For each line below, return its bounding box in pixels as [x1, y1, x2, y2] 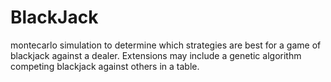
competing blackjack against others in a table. [10, 60, 200, 72]
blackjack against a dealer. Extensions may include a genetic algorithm [10, 49, 302, 61]
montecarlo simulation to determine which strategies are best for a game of [10, 39, 322, 51]
